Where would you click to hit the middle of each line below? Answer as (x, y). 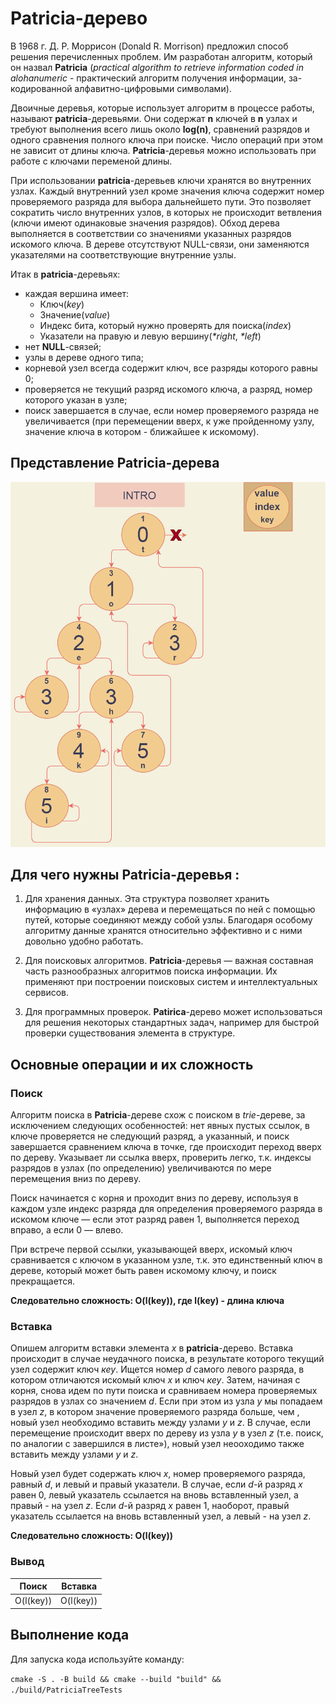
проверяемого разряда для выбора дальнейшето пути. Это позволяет (161, 201)
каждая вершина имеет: (77, 293)
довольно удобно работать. (84, 941)
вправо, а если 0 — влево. (67, 1230)
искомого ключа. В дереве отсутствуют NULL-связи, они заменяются (160, 244)
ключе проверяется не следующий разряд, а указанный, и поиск (150, 1136)
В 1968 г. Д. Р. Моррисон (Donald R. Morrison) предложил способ (149, 46)
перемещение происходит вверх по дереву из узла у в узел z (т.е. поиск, (167, 1433)
